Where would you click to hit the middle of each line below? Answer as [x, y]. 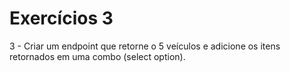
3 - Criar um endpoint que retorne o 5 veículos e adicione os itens [145, 46]
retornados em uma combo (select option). [97, 56]
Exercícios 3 [61, 18]
